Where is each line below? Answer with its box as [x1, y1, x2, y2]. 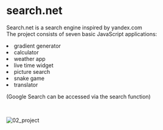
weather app [14, 55, 46, 62]
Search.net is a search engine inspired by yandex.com [6, 24, 143, 31]
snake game [14, 74, 44, 82]
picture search [14, 68, 50, 75]
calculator [14, 48, 40, 56]
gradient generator [14, 42, 61, 49]
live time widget [14, 62, 54, 69]
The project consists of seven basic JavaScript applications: [6, 30, 158, 37]
